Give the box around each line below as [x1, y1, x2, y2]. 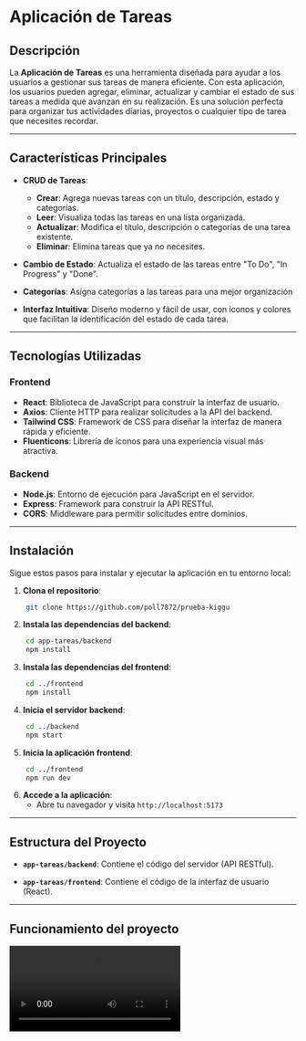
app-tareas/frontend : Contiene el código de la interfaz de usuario [22, 877, 270, 888]
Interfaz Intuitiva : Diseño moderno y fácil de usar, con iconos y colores [22, 303, 291, 314]
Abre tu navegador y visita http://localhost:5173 [36, 799, 223, 810]
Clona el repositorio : [22, 584, 102, 595]
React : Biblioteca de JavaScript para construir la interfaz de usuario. [22, 396, 280, 407]
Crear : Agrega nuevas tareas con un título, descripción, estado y [36, 192, 280, 203]
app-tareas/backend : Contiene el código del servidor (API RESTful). [22, 858, 275, 869]
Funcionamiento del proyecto [9, 920, 179, 937]
